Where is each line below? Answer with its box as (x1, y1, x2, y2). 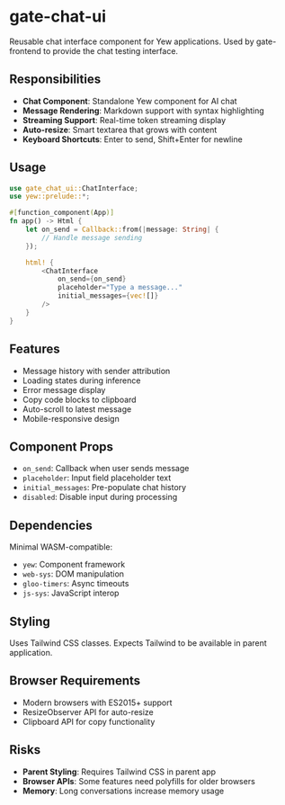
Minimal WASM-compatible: (9, 541, 113, 552)
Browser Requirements (9, 673, 141, 689)
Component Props (9, 439, 114, 454)
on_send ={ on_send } (57, 274, 127, 284)
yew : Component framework (22, 559, 126, 570)
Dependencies (9, 517, 93, 532)
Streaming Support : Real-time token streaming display (22, 114, 227, 125)
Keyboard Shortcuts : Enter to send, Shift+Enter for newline (22, 133, 243, 145)
